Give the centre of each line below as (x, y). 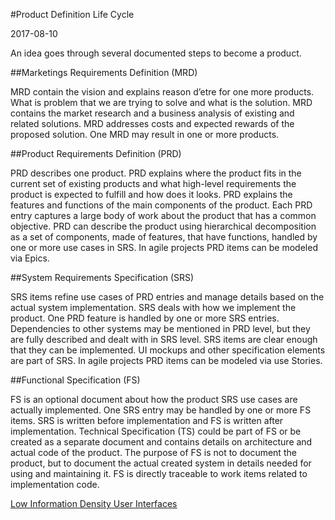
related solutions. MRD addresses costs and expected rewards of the (152, 123)
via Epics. (30, 258)
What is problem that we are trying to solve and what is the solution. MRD (161, 102)
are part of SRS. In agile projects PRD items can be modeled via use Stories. (166, 360)
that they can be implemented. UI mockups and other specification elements (168, 350)
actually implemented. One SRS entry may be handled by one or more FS (161, 410)
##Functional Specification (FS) (75, 380)
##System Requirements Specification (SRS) (102, 277)
